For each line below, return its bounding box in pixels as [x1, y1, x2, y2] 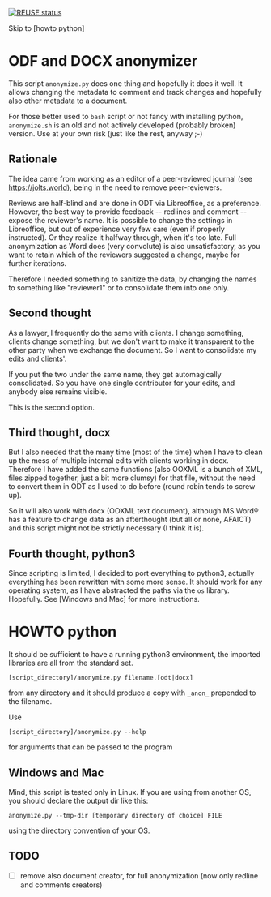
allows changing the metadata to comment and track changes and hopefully [8, 87, 262, 97]
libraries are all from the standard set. [8, 658, 133, 668]
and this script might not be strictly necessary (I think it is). [8, 523, 205, 533]
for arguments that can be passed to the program [8, 742, 173, 752]
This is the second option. [8, 402, 95, 412]
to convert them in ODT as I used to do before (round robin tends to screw [8, 482, 256, 491]
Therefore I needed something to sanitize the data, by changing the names [8, 274, 257, 284]
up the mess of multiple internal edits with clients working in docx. [8, 456, 229, 466]
